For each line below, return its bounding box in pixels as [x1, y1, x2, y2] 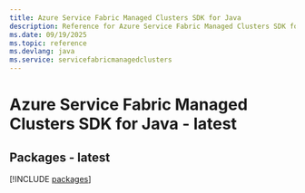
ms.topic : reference [9, 38, 88, 48]
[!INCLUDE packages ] [9, 174, 92, 184]
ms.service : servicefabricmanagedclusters [9, 55, 172, 64]
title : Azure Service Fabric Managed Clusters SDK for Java [9, 13, 242, 23]
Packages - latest [9, 150, 111, 165]
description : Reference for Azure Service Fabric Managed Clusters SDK [9, 22, 286, 31]
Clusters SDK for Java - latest [9, 114, 238, 134]
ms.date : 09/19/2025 [9, 30, 88, 39]
